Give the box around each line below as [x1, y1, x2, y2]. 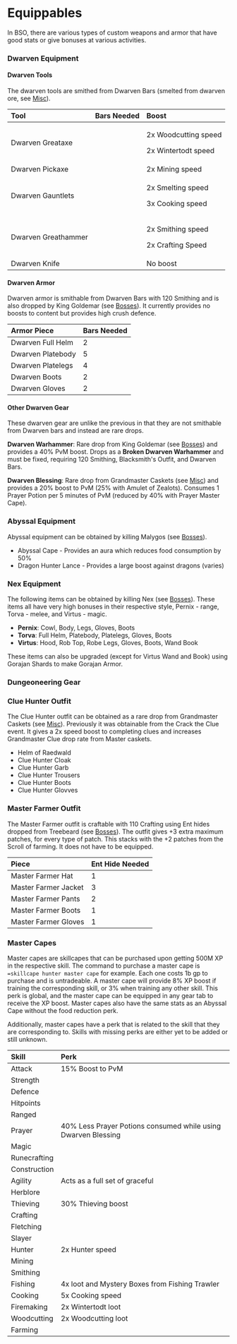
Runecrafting [11, 1153, 54, 1163]
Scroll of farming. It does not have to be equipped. [7, 842, 154, 851]
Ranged [11, 1110, 37, 1120]
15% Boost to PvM [61, 1064, 123, 1074]
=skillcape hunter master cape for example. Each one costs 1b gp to [7, 968, 208, 977]
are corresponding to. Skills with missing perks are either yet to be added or [7, 1027, 228, 1036]
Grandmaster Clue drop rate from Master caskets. [7, 735, 152, 743]
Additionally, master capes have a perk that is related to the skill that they [7, 1020, 220, 1028]
